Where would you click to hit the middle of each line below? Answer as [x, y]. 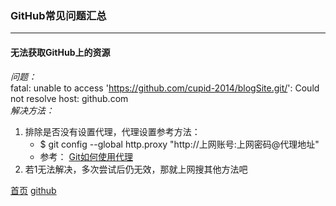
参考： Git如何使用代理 [86, 156]
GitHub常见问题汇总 [58, 15]
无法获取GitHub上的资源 [60, 52]
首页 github [33, 190]
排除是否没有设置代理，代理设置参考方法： [112, 131]
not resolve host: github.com [69, 98]
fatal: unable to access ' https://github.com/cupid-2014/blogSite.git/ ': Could [165, 88]
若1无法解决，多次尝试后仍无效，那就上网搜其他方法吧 [136, 169]
